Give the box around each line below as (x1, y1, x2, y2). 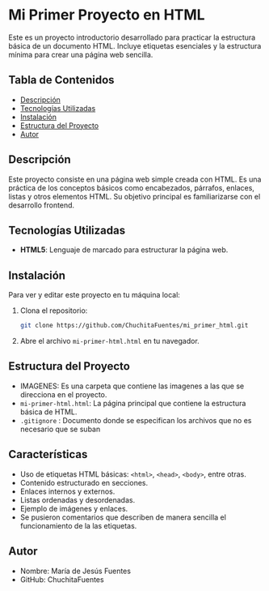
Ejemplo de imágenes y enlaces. (19, 503, 128, 513)
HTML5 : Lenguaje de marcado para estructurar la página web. (19, 245, 229, 255)
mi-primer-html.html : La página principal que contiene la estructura (19, 398, 246, 408)
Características (8, 448, 88, 461)
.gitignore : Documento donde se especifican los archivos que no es (19, 415, 252, 425)
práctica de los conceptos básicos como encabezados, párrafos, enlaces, (8, 182, 254, 192)
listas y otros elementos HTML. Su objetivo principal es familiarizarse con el (8, 191, 261, 201)
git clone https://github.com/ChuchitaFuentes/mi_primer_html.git (19, 322, 249, 330)
